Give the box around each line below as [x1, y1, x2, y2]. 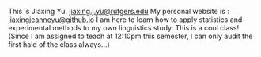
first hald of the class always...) [8, 40, 111, 49]
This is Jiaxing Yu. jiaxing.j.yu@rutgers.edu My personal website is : [8, 7, 229, 16]
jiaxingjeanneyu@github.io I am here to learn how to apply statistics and [8, 15, 243, 24]
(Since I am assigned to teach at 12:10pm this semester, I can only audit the [8, 31, 253, 41]
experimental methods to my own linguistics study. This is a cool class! [8, 23, 240, 32]
